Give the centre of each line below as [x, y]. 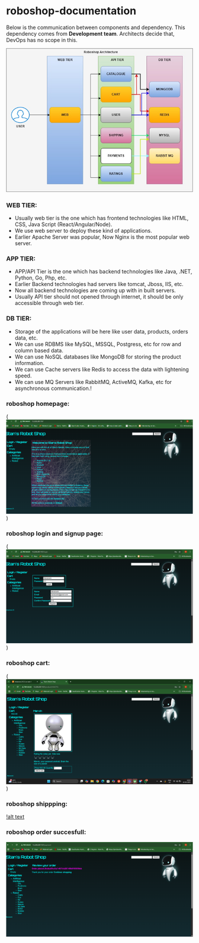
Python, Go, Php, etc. [41, 278]
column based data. [39, 350]
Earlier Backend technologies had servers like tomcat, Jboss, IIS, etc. [99, 284]
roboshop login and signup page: [55, 534]
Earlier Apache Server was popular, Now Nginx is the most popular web [102, 237]
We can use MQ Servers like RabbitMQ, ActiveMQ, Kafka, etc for [93, 382]
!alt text [15, 817]
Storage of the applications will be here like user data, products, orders [101, 331]
